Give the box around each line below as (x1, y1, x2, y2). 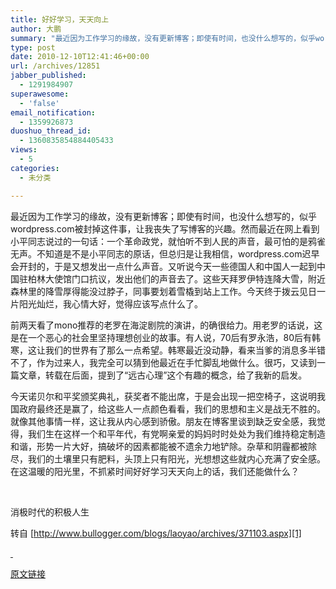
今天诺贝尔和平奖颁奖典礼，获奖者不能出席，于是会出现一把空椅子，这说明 (10, 390, 317, 402)
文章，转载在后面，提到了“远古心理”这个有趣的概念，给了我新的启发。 (18, 369, 308, 381)
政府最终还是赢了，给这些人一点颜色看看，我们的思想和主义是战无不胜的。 (18, 402, 326, 415)
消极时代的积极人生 (10, 506, 90, 518)
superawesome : (10, 89, 70, 99)
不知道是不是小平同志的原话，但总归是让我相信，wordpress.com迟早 (36, 247, 320, 260)
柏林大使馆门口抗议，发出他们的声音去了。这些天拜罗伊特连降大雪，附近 (27, 272, 326, 285)
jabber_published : (10, 71, 87, 81)
